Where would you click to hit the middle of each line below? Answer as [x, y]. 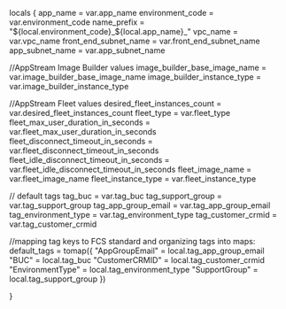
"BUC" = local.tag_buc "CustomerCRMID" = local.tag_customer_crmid [137, 260]
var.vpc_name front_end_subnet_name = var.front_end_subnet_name [135, 41]
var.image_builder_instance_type [69, 86]
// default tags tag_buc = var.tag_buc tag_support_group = [116, 196]
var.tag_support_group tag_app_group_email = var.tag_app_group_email [140, 205]
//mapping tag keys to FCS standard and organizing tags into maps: [132, 241]
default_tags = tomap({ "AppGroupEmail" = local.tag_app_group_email [137, 251]
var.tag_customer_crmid [53, 224]
